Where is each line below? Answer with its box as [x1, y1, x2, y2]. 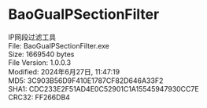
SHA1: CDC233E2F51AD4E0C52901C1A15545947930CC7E [8, 84, 199, 93]
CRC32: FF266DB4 [8, 92, 71, 102]
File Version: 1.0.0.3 [8, 57, 72, 67]
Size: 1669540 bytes [8, 49, 75, 59]
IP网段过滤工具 [8, 32, 57, 41]
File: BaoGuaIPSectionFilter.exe [8, 41, 110, 50]
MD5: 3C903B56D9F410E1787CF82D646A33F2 [8, 76, 164, 85]
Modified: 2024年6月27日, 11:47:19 [8, 67, 120, 76]
